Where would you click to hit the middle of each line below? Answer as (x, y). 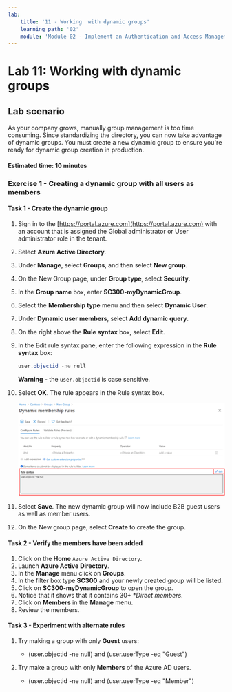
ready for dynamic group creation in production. (76, 150)
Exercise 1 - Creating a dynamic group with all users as (101, 183)
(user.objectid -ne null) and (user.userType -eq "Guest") (108, 654)
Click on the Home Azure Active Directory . (80, 558)
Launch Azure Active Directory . (63, 566)
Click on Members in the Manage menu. (75, 602)
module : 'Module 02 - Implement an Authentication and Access (111, 37)
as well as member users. (54, 514)
